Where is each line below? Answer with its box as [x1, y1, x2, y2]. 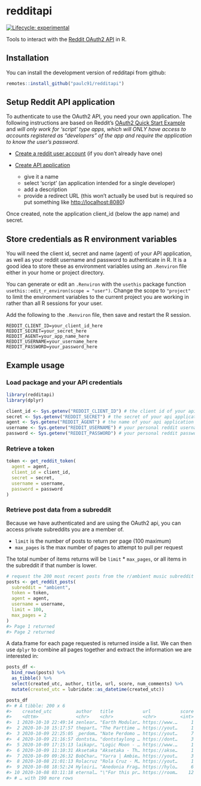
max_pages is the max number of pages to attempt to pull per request [14, 543, 184, 551]
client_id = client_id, [11, 469, 71, 476]
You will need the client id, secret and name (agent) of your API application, [6, 250, 193, 257]
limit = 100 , [11, 607, 44, 613]
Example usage [6, 360, 65, 370]
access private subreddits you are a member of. [6, 525, 124, 533]
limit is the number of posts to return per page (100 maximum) [14, 537, 172, 545]
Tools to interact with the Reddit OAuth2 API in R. [6, 35, 127, 43]
